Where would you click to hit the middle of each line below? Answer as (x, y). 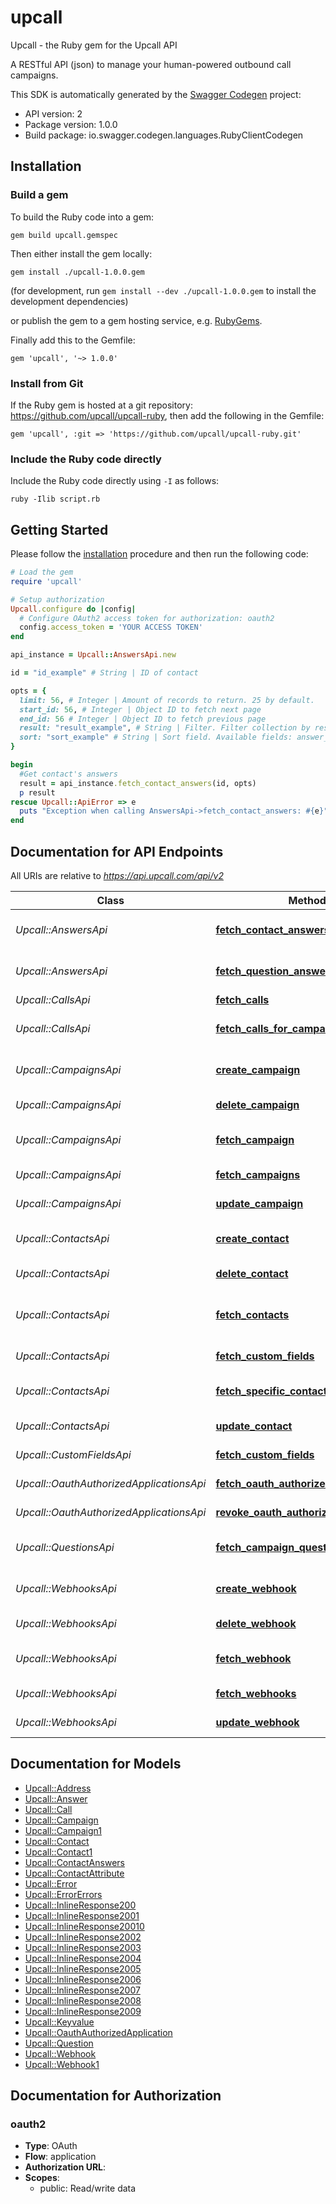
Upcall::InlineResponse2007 (82, 1990)
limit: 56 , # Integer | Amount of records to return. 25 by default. (167, 700)
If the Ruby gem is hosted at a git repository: (101, 405)
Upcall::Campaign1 (63, 1830)
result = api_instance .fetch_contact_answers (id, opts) (138, 783)
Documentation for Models (96, 1764)
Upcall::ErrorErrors (63, 1894)
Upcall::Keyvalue (59, 2022)
